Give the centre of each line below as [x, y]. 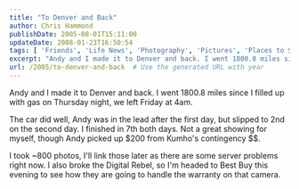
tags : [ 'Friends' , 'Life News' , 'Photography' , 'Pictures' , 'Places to [147, 51]
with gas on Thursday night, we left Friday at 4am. [101, 102]
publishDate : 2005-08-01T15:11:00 [73, 34]
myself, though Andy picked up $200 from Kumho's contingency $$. [135, 138]
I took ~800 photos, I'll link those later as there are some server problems [144, 155]
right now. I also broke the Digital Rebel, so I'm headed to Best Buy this [139, 165]
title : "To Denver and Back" [63, 17]
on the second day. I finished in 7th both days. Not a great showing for [138, 128]
